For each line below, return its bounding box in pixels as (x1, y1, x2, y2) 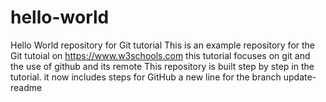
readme (10, 81, 43, 93)
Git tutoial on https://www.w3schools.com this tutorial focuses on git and (10, 49, 311, 61)
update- (283, 71, 317, 83)
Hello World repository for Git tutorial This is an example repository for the (10, 39, 316, 51)
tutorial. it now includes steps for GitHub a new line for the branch (10, 71, 282, 83)
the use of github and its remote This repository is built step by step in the (10, 60, 315, 72)
